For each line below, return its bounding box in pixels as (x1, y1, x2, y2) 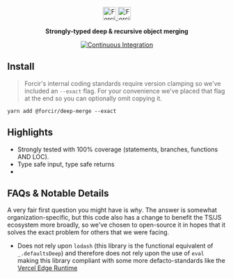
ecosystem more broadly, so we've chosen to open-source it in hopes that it (7, 220, 226, 229)
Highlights (7, 126, 54, 139)
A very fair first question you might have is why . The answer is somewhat (7, 206, 218, 214)
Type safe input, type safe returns (17, 160, 115, 168)
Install (7, 61, 35, 73)
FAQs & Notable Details (7, 188, 109, 199)
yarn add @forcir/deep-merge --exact (7, 107, 117, 114)
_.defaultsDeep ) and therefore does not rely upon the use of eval (17, 249, 204, 257)
